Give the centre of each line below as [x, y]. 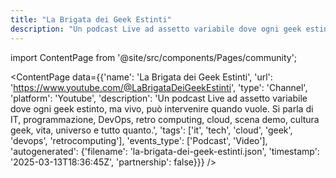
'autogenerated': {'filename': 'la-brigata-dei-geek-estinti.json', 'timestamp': [165, 151]
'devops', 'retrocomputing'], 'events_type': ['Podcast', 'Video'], [139, 140]
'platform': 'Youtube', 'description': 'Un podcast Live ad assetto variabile [159, 98]
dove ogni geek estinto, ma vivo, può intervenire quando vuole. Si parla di [162, 108]
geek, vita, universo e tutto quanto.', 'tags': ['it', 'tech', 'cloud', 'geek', [151, 130]
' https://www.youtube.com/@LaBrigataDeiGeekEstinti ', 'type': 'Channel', [159, 87]
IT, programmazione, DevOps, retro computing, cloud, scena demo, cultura [165, 119]
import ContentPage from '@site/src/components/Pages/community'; [154, 57]
